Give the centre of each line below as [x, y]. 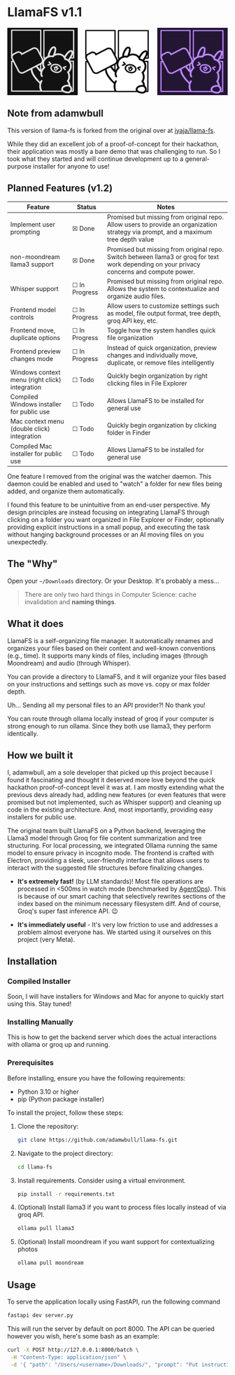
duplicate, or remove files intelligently [161, 362]
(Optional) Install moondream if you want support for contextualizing [116, 1242]
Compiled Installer [39, 981]
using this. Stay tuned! [40, 1004]
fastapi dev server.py [40, 1315]
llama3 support [32, 264]
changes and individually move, [152, 355]
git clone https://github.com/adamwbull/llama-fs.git [97, 1140]
